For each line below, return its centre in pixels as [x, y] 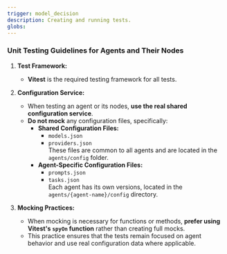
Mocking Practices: [46, 208]
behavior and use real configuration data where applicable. [111, 243]
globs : [17, 26]
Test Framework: [42, 66]
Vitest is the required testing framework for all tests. [102, 79]
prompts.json [67, 173]
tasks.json [64, 180]
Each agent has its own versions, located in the [115, 187]
